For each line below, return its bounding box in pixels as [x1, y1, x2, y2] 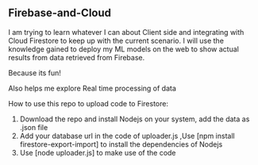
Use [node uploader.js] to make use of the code [19, 148, 176, 157]
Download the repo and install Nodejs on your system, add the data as [19, 114, 250, 124]
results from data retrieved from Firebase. [8, 52, 145, 62]
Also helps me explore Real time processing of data [8, 83, 177, 93]
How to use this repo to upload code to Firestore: [8, 98, 169, 108]
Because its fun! [8, 67, 62, 78]
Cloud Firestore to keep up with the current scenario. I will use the [8, 36, 225, 45]
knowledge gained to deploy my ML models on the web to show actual [8, 44, 240, 54]
